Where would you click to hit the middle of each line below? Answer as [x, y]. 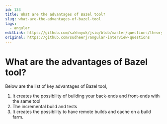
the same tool [26, 101]
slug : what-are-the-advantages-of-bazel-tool [53, 19]
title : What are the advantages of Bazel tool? [55, 14]
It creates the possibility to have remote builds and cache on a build [82, 112]
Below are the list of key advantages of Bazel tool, [56, 86]
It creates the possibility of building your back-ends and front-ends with [86, 96]
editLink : [15, 33]
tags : [11, 24]
